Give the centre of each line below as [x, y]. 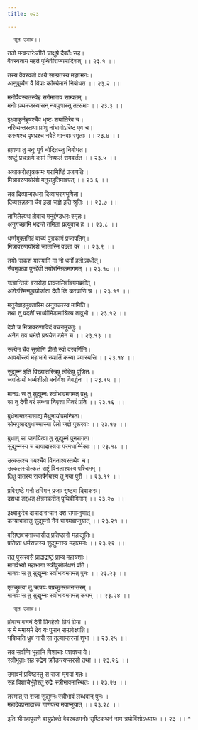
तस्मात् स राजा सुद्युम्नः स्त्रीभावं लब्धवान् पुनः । [58, 696]
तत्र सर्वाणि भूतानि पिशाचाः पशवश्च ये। [49, 652]
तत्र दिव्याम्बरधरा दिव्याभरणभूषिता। [45, 194]
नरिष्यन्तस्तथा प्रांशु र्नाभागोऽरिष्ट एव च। [50, 127]
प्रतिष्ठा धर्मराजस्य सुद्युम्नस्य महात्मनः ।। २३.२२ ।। [66, 543]
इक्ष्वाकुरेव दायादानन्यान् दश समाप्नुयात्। [51, 513]
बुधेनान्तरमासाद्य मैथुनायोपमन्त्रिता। [45, 415]
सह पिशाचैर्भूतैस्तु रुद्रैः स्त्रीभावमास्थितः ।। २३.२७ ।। [67, 682]
